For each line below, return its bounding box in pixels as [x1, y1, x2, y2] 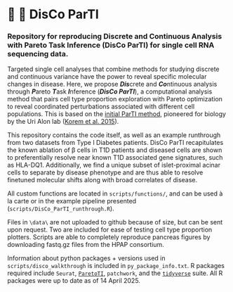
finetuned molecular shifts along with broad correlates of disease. [7, 176, 198, 184]
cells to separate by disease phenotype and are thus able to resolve [7, 168, 204, 177]
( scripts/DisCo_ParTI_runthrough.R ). [7, 204, 114, 213]
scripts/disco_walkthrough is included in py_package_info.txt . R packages [7, 262, 225, 270]
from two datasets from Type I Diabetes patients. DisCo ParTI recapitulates [7, 139, 224, 147]
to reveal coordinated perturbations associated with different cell [7, 102, 195, 111]
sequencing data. [7, 49, 69, 59]
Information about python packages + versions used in [7, 254, 166, 262]
